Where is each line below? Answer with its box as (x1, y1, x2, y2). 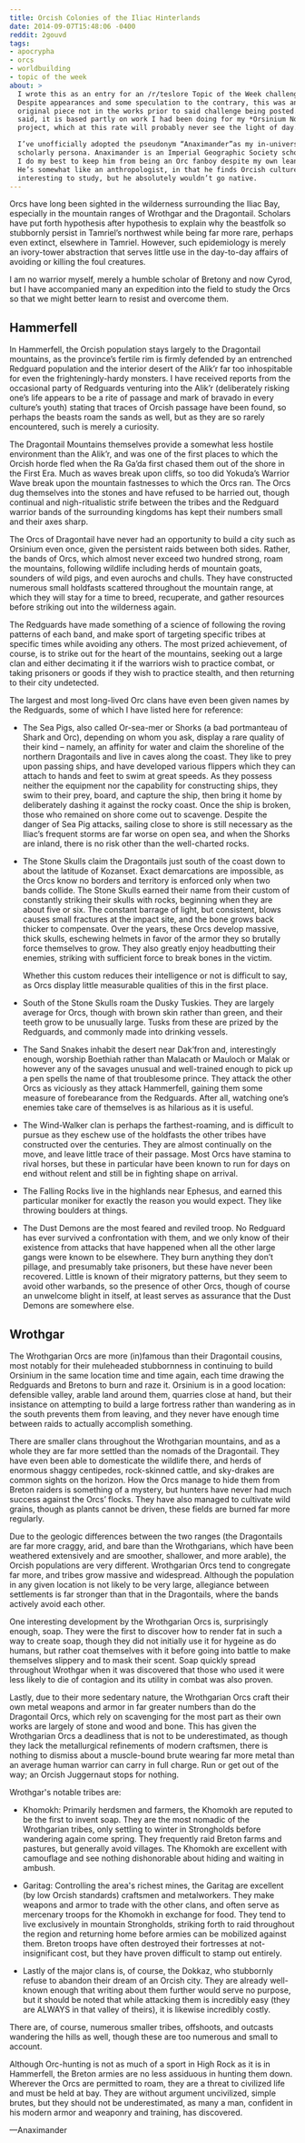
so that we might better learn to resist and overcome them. (9, 293, 229, 305)
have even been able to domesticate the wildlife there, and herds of (9, 1455, 261, 1466)
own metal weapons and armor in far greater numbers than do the (9, 1702, 257, 1712)
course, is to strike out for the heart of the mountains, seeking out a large (9, 648, 283, 660)
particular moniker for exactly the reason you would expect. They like (22, 1196, 282, 1207)
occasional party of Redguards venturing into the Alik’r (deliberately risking (9, 383, 290, 394)
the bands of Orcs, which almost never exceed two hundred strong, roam (9, 553, 283, 564)
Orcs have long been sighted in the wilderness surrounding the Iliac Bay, (9, 198, 280, 209)
